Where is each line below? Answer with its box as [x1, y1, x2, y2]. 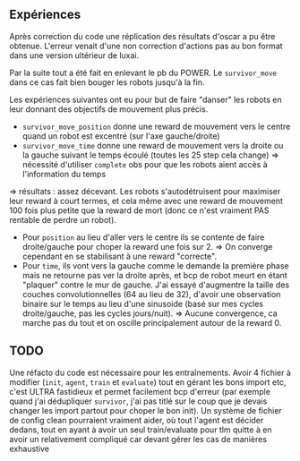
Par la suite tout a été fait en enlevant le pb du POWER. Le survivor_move [9, 67, 278, 78]
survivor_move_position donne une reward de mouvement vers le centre [21, 121, 291, 132]
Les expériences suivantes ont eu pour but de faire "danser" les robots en [9, 94, 282, 105]
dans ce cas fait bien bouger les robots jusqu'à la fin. [9, 76, 205, 88]
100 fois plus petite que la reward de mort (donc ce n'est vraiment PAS [9, 205, 270, 216]
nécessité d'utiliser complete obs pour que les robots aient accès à [21, 158, 269, 169]
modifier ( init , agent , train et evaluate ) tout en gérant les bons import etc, [9, 376, 287, 388]
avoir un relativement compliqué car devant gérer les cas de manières [9, 433, 267, 444]
